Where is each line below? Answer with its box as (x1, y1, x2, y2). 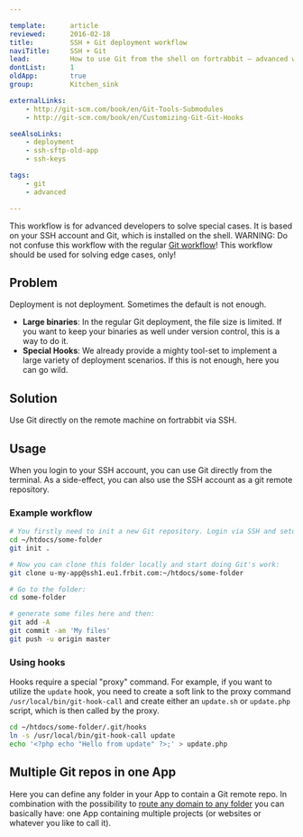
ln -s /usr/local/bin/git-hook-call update (9, 731, 176, 740)
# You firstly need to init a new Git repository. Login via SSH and (9, 527, 277, 536)
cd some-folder (9, 593, 67, 602)
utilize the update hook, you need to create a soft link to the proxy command (9, 686, 291, 697)
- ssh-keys (25, 154, 67, 163)
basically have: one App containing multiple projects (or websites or (9, 807, 262, 818)
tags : (9, 171, 30, 180)
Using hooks (9, 656, 66, 668)
